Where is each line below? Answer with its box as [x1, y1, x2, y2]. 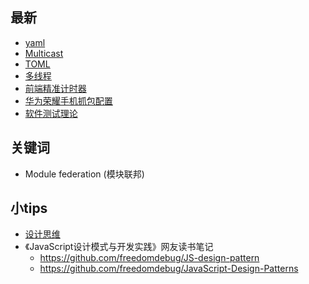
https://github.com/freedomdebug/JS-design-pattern [39, 252, 260, 264]
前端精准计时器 [24, 82, 87, 94]
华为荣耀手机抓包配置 [24, 94, 113, 107]
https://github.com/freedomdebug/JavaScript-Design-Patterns [39, 263, 299, 275]
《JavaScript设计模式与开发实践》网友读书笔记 [24, 241, 214, 253]
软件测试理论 [24, 107, 78, 119]
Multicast [24, 47, 64, 59]
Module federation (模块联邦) [24, 168, 145, 180]
